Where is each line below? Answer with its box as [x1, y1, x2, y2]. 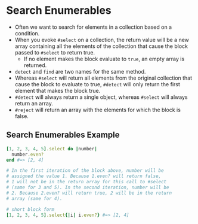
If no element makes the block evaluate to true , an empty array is [23, 55, 185, 62]
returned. [23, 61, 47, 69]
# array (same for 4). [6, 195, 63, 201]
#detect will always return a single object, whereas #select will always [14, 93, 188, 101]
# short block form [6, 206, 55, 213]
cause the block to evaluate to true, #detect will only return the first [14, 80, 181, 87]
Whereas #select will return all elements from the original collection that [14, 74, 193, 81]
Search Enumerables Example [6, 130, 120, 140]
